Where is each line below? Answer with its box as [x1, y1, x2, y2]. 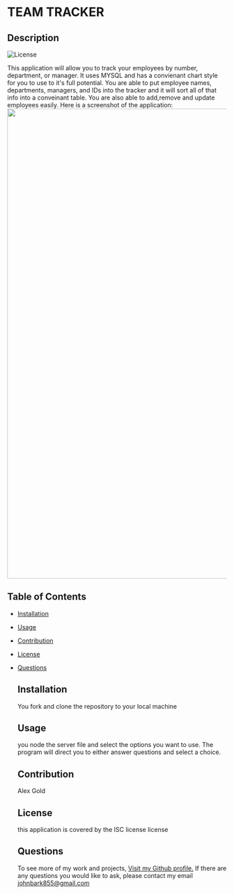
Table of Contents [7, 591, 87, 603]
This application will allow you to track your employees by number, [7, 64, 198, 72]
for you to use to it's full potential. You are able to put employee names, [7, 79, 212, 87]
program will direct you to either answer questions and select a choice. [17, 748, 221, 756]
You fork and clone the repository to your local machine [17, 702, 178, 710]
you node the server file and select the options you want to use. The [17, 741, 214, 749]
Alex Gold [17, 787, 46, 795]
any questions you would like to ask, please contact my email [17, 871, 194, 879]
